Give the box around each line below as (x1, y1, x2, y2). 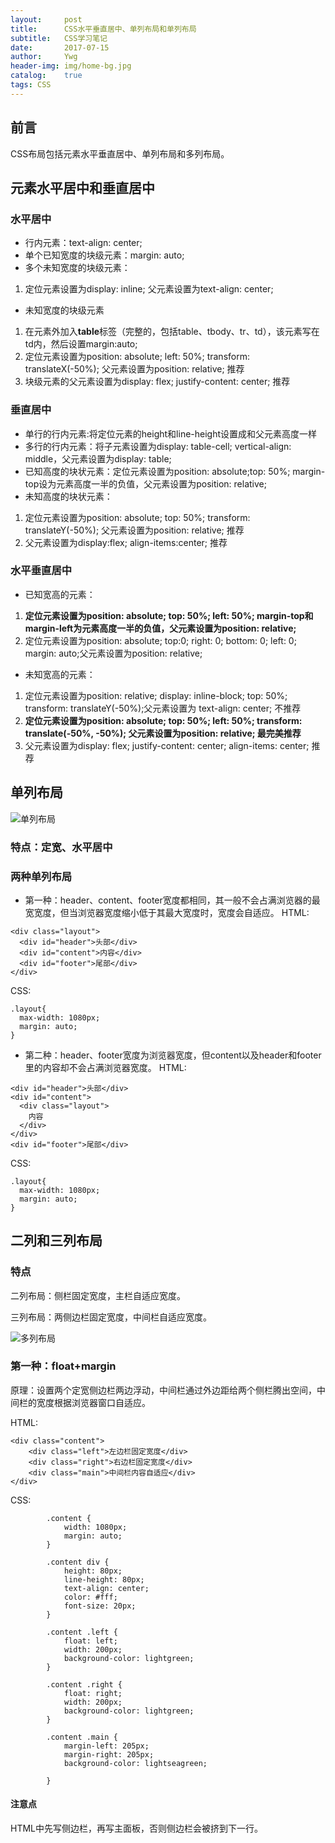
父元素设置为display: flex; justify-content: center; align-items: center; (24, 739, 310, 751)
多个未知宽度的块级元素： (24, 262, 131, 274)
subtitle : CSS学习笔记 (10, 33, 108, 43)
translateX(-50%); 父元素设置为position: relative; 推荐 (24, 363, 245, 375)
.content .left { (46, 1627, 118, 1637)
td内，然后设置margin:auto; (24, 338, 138, 350)
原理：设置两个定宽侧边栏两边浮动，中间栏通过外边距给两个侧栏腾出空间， (10, 1384, 317, 1396)
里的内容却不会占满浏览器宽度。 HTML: (24, 1061, 187, 1073)
